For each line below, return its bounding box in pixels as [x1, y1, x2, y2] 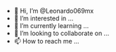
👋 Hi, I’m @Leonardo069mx [13, 7, 94, 15]
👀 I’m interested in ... [13, 14, 74, 22]
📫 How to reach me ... [13, 37, 79, 45]
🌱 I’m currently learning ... [13, 22, 89, 30]
